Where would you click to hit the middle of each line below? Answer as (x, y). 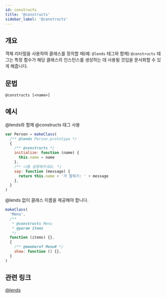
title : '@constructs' (28, 14)
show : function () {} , (38, 251)
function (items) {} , (32, 237)
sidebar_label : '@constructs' (37, 19)
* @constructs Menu (32, 223)
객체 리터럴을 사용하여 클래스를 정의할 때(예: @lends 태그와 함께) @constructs (80, 53)
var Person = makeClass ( (31, 134)
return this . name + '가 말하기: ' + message (63, 176)
